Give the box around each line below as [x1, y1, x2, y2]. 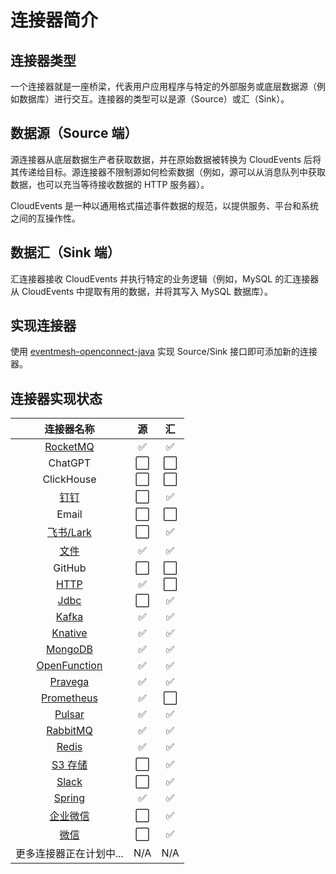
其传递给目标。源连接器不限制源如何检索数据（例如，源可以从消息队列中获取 [10, 166, 326, 178]
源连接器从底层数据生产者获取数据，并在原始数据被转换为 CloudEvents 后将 [10, 153, 322, 165]
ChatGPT [48, 456, 92, 470]
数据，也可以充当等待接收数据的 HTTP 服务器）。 [10, 178, 210, 190]
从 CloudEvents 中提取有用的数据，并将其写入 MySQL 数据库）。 [10, 285, 274, 297]
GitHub [53, 561, 87, 575]
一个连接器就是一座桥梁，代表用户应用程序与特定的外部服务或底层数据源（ [10, 81, 317, 92]
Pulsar [54, 707, 85, 721]
